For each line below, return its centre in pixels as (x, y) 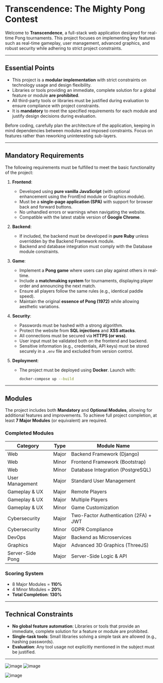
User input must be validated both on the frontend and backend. (83, 341)
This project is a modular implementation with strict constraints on (79, 80)
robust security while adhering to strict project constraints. (64, 48)
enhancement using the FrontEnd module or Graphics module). (82, 196)
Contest (21, 19)
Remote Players (89, 491)
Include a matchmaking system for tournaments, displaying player (86, 280)
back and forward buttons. (46, 207)
